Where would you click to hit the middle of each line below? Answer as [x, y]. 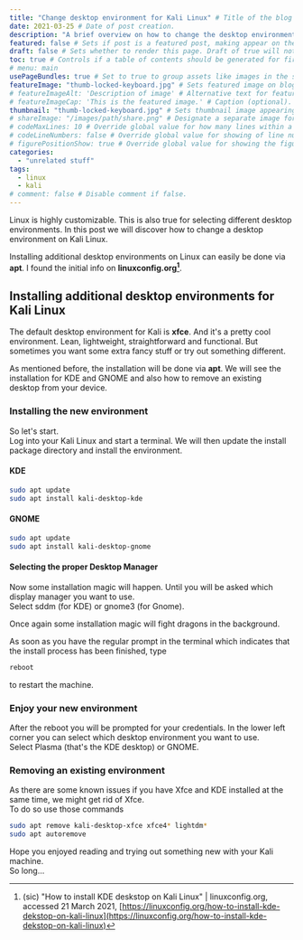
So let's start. [34, 431]
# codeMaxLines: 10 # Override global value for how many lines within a [151, 127]
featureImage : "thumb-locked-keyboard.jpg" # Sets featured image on [143, 85]
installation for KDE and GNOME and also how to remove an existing [136, 378]
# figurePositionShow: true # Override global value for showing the [143, 144]
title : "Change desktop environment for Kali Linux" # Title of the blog [151, 18]
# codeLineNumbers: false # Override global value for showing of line [147, 136]
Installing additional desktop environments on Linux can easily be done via [147, 257]
